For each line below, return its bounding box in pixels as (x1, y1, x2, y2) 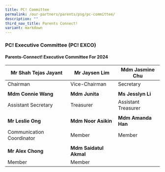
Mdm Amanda (117, 115, 152, 121)
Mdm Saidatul (70, 144, 104, 151)
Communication (7, 129, 44, 136)
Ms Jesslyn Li (117, 90, 151, 97)
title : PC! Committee (5, 7, 50, 12)
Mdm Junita (70, 90, 99, 97)
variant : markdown (5, 26, 43, 30)
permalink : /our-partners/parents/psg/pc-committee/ (5, 12, 115, 17)
